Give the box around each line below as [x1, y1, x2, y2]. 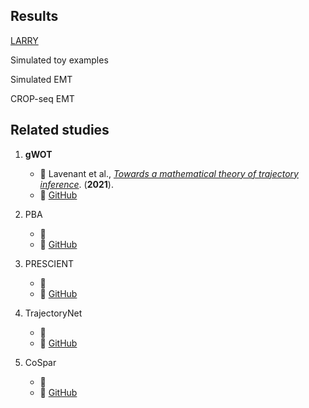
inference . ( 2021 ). [39, 178, 114, 190]
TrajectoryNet [24, 307, 83, 319]
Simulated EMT [10, 73, 73, 85]
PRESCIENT [24, 257, 75, 269]
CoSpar [24, 356, 57, 368]
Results [10, 8, 59, 25]
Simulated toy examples [10, 54, 109, 66]
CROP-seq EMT [10, 92, 75, 104]
